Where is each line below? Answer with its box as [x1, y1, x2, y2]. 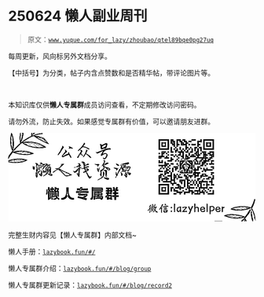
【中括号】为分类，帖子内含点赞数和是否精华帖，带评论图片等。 [8, 68, 214, 77]
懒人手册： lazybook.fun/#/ [8, 247, 96, 256]
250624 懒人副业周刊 [8, 7, 148, 25]
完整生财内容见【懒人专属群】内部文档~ [8, 230, 137, 240]
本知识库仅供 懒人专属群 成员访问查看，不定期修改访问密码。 [8, 100, 201, 109]
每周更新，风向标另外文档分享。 [8, 51, 112, 60]
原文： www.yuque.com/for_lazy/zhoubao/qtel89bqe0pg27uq [27, 35, 214, 44]
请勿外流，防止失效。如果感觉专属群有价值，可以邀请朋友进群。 [8, 116, 214, 126]
